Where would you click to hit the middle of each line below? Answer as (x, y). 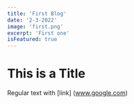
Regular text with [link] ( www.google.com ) (68, 93)
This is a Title (46, 74)
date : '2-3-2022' (32, 20)
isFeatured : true (32, 40)
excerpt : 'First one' (39, 33)
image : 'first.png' (35, 26)
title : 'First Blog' (37, 14)
